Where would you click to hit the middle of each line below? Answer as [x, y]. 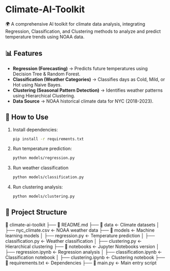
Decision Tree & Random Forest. [46, 74]
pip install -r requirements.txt [48, 139]
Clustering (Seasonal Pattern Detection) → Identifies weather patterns [88, 90]
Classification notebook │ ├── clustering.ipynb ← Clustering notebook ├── [85, 257]
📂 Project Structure [36, 212]
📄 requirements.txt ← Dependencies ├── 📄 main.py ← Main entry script [81, 263]
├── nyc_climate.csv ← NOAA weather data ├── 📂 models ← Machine [80, 230]
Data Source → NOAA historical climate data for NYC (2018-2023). [83, 101]
